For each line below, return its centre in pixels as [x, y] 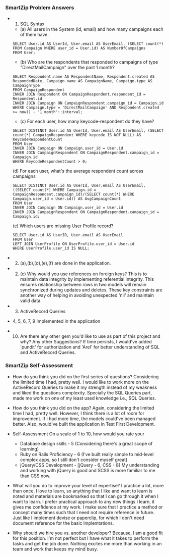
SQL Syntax [32, 24]
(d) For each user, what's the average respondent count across [78, 171]
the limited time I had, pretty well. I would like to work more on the [81, 382]
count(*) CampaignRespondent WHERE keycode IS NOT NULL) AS [77, 135]
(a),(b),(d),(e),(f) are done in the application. [65, 263]
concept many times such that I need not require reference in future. [83, 512]
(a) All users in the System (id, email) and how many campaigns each [92, 29]
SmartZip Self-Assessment [39, 366]
